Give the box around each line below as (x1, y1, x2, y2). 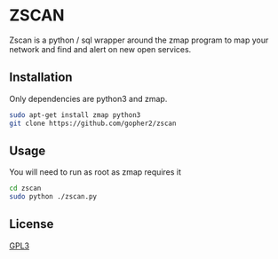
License (9, 216, 54, 232)
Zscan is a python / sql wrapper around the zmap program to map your (9, 35, 269, 45)
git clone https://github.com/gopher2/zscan (9, 119, 177, 128)
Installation (9, 70, 73, 85)
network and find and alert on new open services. (9, 43, 192, 54)
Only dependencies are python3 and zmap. (9, 93, 168, 104)
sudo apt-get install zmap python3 (9, 110, 141, 120)
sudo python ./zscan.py (9, 192, 98, 201)
